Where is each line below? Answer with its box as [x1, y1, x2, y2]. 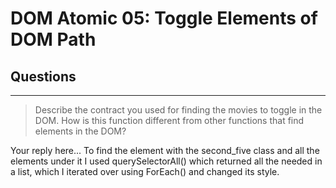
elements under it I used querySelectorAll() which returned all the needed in [10, 155, 323, 167]
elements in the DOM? [34, 125, 127, 137]
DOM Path [10, 28, 97, 51]
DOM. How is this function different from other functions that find [34, 115, 305, 126]
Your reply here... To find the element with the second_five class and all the [10, 145, 320, 156]
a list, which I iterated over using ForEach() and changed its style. [10, 166, 280, 177]
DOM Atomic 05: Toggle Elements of [10, 7, 318, 30]
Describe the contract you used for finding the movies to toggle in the [34, 104, 323, 116]
